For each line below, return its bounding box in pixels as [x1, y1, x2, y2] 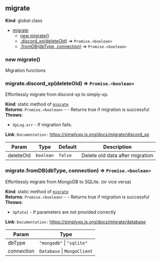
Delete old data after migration [81, 152, 153, 159]
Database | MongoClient [39, 247, 93, 254]
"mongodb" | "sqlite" [39, 239, 88, 246]
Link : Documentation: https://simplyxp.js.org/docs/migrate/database [5, 219, 146, 225]
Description [103, 143, 132, 150]
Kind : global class [5, 17, 43, 23]
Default [58, 143, 77, 150]
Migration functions [5, 68, 46, 74]
